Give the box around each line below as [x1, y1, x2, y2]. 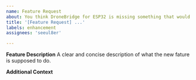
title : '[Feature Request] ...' [6, 19, 85, 25]
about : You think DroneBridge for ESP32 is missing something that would [6, 14, 191, 20]
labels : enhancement [6, 24, 57, 31]
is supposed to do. [6, 57, 51, 64]
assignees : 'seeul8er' [6, 30, 62, 36]
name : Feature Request [6, 8, 62, 14]
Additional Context [6, 68, 53, 75]
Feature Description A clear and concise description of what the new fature [6, 51, 190, 58]
